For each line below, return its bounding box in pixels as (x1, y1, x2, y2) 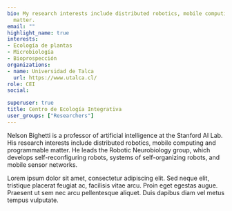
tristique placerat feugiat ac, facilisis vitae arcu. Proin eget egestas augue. (7, 181, 218, 190)
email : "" (7, 23, 36, 30)
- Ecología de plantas (7, 42, 72, 49)
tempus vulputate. (7, 196, 59, 204)
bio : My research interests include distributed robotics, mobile (7, 10, 202, 17)
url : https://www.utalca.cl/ (13, 74, 97, 81)
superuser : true (7, 99, 54, 107)
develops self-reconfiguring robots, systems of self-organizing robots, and (7, 153, 220, 161)
